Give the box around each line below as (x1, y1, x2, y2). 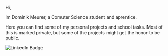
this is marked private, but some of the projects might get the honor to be (5, 30, 160, 35)
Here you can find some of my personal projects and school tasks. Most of (5, 24, 163, 30)
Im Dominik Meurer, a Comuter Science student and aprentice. (5, 14, 137, 20)
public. (5, 35, 20, 41)
